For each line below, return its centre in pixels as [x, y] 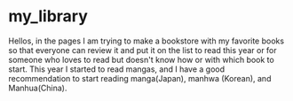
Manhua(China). [38, 88]
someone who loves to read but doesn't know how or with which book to [141, 59]
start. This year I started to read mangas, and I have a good [117, 69]
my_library [48, 16]
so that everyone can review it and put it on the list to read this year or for [143, 50]
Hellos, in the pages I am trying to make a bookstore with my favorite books [146, 41]
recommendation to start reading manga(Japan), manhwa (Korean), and [140, 78]
